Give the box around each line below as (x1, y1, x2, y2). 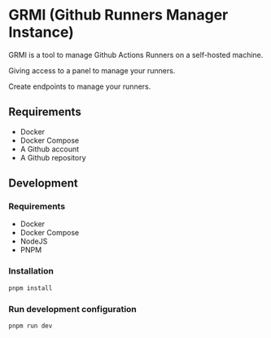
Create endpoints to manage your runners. (8, 81, 151, 91)
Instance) (8, 23, 75, 42)
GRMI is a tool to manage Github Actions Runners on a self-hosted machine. (8, 50, 264, 59)
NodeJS (20, 236, 48, 246)
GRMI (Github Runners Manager (8, 6, 229, 24)
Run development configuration (8, 303, 137, 314)
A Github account (20, 144, 80, 154)
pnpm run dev (8, 322, 53, 330)
